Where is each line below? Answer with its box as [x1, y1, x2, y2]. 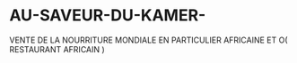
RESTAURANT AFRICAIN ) [9, 43, 105, 54]
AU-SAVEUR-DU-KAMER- [9, 5, 206, 26]
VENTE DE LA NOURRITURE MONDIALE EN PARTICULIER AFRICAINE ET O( [9, 35, 289, 45]
